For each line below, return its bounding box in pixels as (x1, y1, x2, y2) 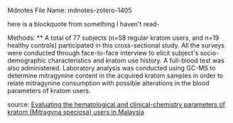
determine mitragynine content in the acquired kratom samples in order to (7, 71, 224, 80)
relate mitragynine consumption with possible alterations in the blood (7, 79, 210, 87)
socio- (200, 49, 219, 57)
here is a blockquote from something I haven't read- (7, 20, 160, 28)
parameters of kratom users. (7, 87, 91, 95)
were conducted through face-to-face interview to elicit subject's (7, 49, 199, 57)
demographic (7, 56, 47, 65)
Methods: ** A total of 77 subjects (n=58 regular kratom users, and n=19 (7, 33, 220, 42)
